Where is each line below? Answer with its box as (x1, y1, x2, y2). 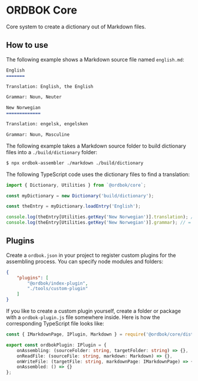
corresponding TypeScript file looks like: (6, 320, 104, 327)
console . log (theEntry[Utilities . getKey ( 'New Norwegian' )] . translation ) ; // (6, 214, 196, 220)
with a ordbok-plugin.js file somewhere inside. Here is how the (6, 314, 160, 321)
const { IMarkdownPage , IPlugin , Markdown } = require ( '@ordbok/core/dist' (6, 331, 196, 337)
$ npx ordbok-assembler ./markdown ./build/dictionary (6, 160, 144, 166)
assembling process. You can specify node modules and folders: (6, 258, 164, 265)
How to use (6, 40, 48, 50)
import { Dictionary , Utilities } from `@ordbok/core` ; (6, 182, 146, 188)
